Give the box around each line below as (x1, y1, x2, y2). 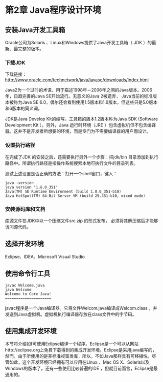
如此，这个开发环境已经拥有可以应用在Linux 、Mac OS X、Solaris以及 (9, 359, 150, 365)
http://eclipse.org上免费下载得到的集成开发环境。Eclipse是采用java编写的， (5, 347, 157, 353)
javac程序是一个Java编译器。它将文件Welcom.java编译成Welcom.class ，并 (5, 305, 158, 311)
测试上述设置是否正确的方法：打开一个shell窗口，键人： (5, 170, 117, 176)
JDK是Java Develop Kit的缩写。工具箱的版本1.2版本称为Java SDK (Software (5, 116, 158, 122)
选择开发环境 (5, 240, 44, 248)
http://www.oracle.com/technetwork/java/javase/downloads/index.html (5, 77, 149, 83)
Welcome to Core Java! (5, 291, 51, 296)
